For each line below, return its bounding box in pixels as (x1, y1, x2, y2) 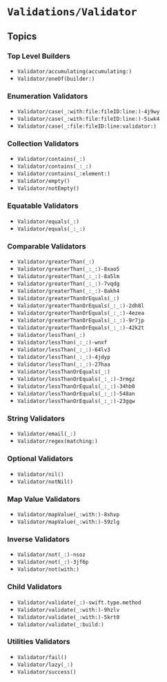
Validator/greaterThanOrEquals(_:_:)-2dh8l (17, 302, 145, 309)
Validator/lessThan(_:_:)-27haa (17, 361, 110, 368)
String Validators (7, 413, 66, 423)
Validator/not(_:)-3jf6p (17, 558, 89, 566)
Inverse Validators (7, 534, 70, 544)
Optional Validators (7, 454, 74, 464)
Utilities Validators (7, 637, 70, 647)
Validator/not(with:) (17, 566, 79, 573)
